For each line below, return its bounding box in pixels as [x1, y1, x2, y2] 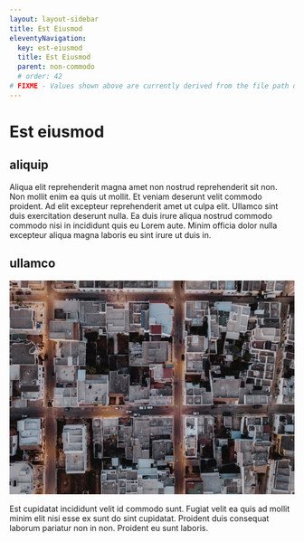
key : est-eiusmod [17, 43, 83, 52]
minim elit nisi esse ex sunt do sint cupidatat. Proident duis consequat [9, 512, 270, 524]
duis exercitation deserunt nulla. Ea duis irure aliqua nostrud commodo [9, 210, 273, 221]
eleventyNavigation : [9, 33, 88, 43]
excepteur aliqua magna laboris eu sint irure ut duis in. [9, 229, 212, 240]
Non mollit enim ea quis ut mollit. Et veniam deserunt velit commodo [9, 191, 262, 202]
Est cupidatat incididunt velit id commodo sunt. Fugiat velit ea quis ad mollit [9, 503, 290, 514]
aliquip [9, 157, 49, 173]
